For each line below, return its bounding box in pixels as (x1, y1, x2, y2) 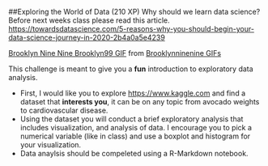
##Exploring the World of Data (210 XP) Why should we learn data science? (8, 7, 261, 16)
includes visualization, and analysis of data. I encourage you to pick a (19, 123, 253, 132)
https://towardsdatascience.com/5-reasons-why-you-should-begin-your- (8, 24, 255, 33)
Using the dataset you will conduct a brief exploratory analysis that (19, 114, 244, 124)
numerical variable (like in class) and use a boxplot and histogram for (19, 131, 251, 141)
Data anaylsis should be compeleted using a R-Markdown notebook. (19, 149, 249, 158)
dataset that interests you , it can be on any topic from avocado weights (19, 97, 260, 106)
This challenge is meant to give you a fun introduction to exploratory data (8, 64, 253, 74)
